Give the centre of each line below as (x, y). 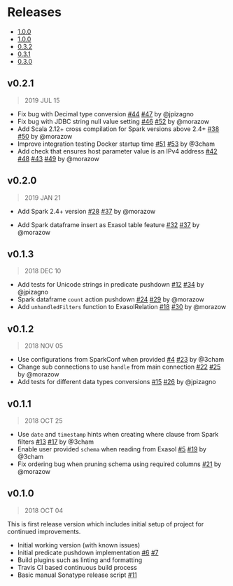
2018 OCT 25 (43, 421)
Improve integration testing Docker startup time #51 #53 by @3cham (116, 144)
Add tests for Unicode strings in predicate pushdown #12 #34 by (111, 285)
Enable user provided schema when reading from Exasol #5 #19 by (112, 449)
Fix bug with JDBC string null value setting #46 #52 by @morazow (113, 121)
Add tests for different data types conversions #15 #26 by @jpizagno (116, 382)
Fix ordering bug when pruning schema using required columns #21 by (119, 464)
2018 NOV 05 (43, 346)
